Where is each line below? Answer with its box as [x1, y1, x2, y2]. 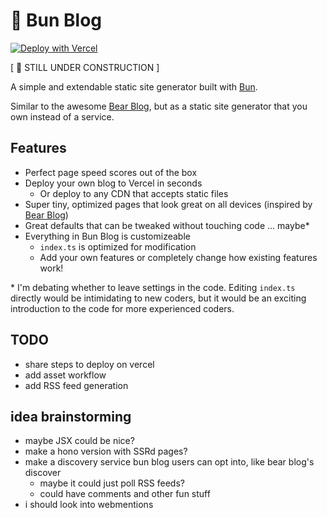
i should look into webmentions [24, 499, 154, 511]
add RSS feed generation [24, 379, 129, 391]
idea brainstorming [10, 408, 132, 425]
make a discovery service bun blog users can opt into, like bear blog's [24, 456, 315, 468]
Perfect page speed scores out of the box [24, 166, 198, 178]
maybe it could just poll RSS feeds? [39, 477, 185, 489]
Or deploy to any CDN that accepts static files [39, 187, 229, 199]
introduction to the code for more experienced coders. [10, 302, 235, 314]
